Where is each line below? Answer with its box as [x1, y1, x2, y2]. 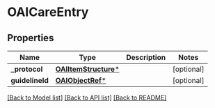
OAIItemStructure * [55, 64, 120, 74]
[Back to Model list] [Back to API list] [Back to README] [7, 93, 167, 102]
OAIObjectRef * [55, 76, 106, 85]
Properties [7, 32, 54, 44]
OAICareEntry [7, 4, 89, 20]
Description [126, 53, 166, 62]
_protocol [10, 64, 43, 74]
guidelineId [10, 76, 49, 85]
